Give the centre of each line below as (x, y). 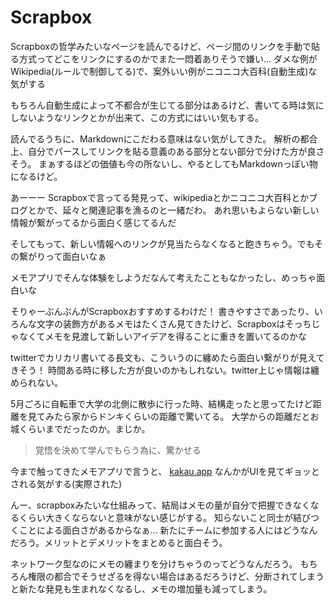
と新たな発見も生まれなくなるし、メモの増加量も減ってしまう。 (141, 588)
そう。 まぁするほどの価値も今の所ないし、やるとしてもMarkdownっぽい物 (164, 163)
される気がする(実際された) (66, 483)
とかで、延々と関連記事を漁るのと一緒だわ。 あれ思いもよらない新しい (173, 210)
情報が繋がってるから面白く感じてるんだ (93, 222)
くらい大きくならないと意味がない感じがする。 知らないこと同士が (155, 517)
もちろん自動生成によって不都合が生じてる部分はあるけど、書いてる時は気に (167, 105)
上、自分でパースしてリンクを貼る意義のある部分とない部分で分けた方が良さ (167, 151)
